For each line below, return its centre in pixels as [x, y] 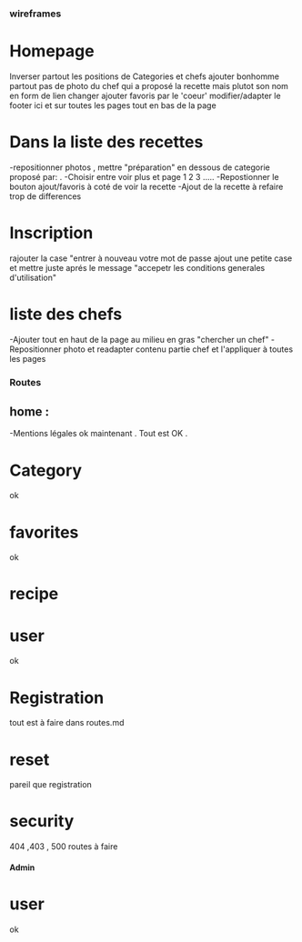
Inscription [51, 232]
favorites [44, 532]
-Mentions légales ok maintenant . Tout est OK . [99, 434]
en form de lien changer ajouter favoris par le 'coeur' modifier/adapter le [145, 95]
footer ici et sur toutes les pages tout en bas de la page [113, 105]
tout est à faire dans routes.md [67, 723]
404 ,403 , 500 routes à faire [64, 847]
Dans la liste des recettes [106, 142]
